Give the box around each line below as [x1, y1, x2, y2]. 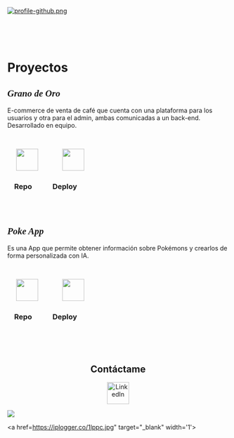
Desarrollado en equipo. [7, 121, 77, 129]
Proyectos [7, 60, 68, 76]
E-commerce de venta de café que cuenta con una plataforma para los [7, 106, 213, 114]
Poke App [7, 225, 44, 237]
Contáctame [90, 363, 146, 375]
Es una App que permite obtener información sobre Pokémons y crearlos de [7, 244, 228, 253]
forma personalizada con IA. [7, 251, 89, 260]
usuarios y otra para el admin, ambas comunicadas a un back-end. [7, 114, 201, 122]
